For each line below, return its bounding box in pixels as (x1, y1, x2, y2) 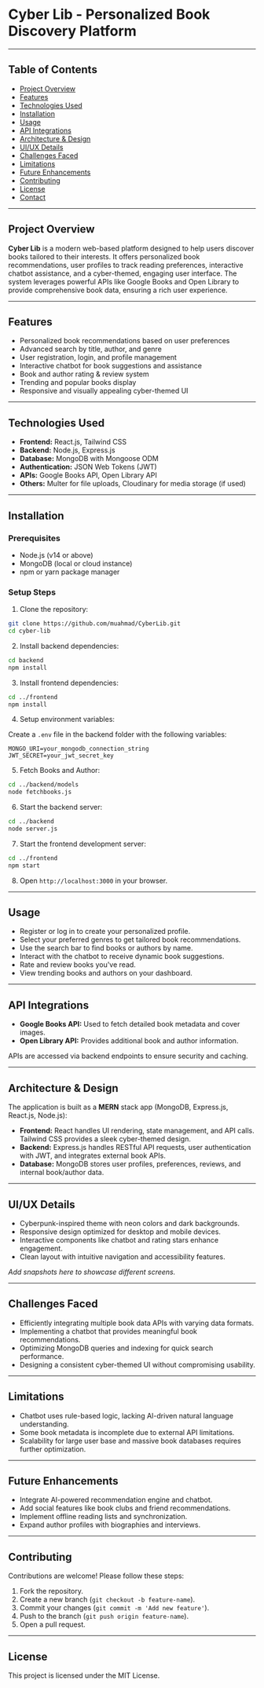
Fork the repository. (19, 1587, 84, 1596)
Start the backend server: (19, 803, 103, 812)
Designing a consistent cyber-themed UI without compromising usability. (19, 1360, 255, 1369)
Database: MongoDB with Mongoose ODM (19, 454, 159, 463)
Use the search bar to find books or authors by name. (19, 943, 194, 953)
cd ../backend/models (8, 781, 79, 789)
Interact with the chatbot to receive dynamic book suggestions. (19, 952, 225, 961)
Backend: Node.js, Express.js (19, 445, 115, 455)
